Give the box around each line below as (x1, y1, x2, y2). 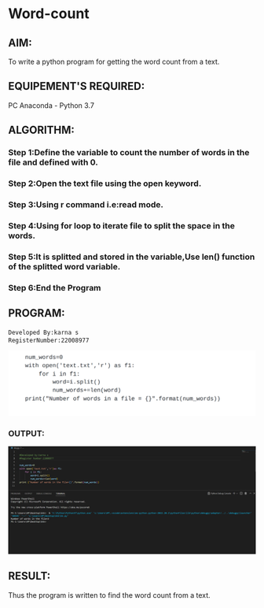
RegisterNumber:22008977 (8, 336, 90, 344)
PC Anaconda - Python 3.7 (8, 100, 94, 110)
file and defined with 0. (8, 157, 98, 168)
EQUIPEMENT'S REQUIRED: (8, 80, 145, 93)
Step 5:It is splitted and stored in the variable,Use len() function (8, 251, 255, 262)
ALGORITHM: (8, 124, 75, 137)
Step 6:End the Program (8, 282, 101, 293)
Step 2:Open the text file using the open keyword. (8, 178, 202, 189)
